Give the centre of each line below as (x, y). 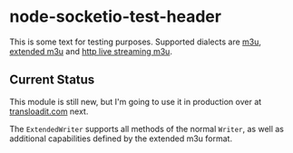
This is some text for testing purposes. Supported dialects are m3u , (135, 42)
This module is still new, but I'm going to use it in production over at (136, 101)
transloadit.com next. (49, 111)
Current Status (52, 80)
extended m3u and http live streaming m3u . (91, 51)
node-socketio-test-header (116, 17)
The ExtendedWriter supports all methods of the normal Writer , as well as (146, 129)
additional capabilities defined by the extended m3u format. (121, 139)
